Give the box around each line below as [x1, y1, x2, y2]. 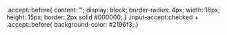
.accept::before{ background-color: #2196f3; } [6, 21, 139, 28]
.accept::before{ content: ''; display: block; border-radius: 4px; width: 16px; [6, 6, 220, 14]
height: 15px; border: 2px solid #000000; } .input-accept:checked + [6, 13, 199, 21]
